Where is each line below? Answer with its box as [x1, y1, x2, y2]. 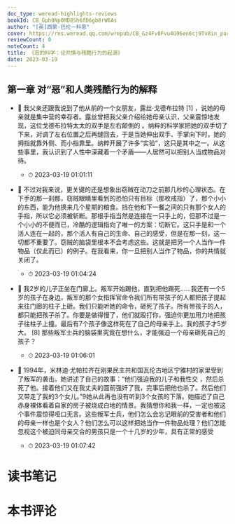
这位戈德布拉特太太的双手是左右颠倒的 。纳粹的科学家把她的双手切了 [29, 121, 228, 130]
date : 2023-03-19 [7, 56, 58, 63]
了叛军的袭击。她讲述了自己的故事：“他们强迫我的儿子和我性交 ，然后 [17, 375, 218, 383]
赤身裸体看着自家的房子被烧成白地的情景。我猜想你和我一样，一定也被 [17, 401, 220, 409]
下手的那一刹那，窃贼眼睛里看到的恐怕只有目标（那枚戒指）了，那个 [17, 194, 214, 202]
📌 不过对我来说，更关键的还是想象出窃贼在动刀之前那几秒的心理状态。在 [17, 185, 226, 194]
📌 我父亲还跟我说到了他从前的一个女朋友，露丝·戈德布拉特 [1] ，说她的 [17, 103, 220, 112]
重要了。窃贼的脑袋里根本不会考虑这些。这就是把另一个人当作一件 [36, 238, 226, 246]
